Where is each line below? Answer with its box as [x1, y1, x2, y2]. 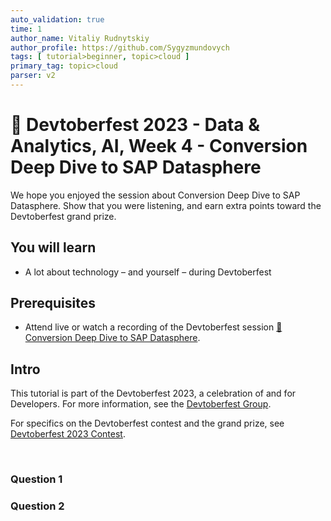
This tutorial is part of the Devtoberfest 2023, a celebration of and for [10, 387, 297, 400]
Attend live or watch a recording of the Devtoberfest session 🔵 [24, 321, 283, 333]
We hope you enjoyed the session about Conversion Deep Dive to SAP [10, 189, 301, 201]
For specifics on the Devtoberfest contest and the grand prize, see [10, 417, 285, 430]
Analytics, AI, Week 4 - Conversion [10, 135, 308, 158]
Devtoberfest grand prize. [10, 210, 117, 222]
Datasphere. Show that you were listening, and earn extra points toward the [10, 199, 322, 211]
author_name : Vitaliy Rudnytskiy [10, 33, 150, 43]
